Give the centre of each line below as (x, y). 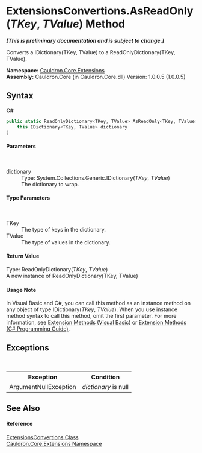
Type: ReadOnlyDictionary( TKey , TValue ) (57, 269)
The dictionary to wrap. (50, 184)
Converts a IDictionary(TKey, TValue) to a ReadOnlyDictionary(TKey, (91, 52)
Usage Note (21, 290)
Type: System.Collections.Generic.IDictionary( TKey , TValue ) (96, 178)
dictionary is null (106, 387)
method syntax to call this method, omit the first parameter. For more (91, 316)
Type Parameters (28, 198)
